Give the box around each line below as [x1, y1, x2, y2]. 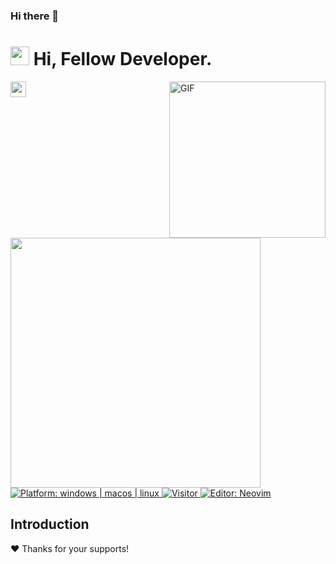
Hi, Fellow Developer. [33, 48, 213, 71]
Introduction [10, 516, 90, 533]
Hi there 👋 [10, 9, 60, 23]
